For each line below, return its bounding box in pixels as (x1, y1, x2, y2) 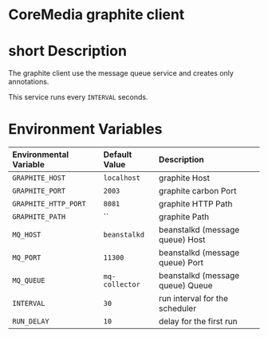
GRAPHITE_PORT (12, 186, 66, 196)
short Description (8, 42, 128, 61)
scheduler (158, 303, 197, 314)
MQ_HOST (12, 230, 41, 240)
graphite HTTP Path (158, 198, 233, 210)
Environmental (12, 149, 69, 160)
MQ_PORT (12, 253, 41, 262)
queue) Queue (158, 280, 213, 292)
